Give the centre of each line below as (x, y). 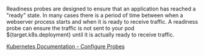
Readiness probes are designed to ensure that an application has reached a (101, 9)
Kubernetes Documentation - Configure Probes (65, 46)
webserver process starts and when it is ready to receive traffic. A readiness (102, 22)
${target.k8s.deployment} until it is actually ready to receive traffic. (90, 35)
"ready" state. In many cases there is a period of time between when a (95, 15)
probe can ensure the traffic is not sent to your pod (70, 28)
